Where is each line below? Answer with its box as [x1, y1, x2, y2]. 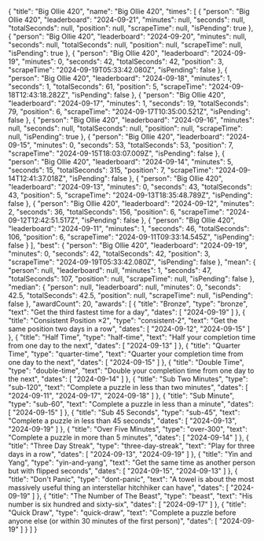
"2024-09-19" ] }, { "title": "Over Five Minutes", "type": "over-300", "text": [8, 425, 247, 433]
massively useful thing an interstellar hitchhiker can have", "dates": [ [8, 483, 229, 492]
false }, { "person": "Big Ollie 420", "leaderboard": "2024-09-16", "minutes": [8, 116, 255, 124]
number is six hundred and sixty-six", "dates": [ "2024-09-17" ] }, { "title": [8, 499, 247, 509]
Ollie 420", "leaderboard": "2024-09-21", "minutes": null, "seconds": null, [8, 15, 245, 24]
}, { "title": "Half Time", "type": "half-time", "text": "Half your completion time [8, 333, 256, 341]
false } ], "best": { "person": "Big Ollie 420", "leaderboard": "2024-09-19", [8, 241, 247, 250]
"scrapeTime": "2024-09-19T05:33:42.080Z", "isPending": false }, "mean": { [8, 257, 256, 267]
